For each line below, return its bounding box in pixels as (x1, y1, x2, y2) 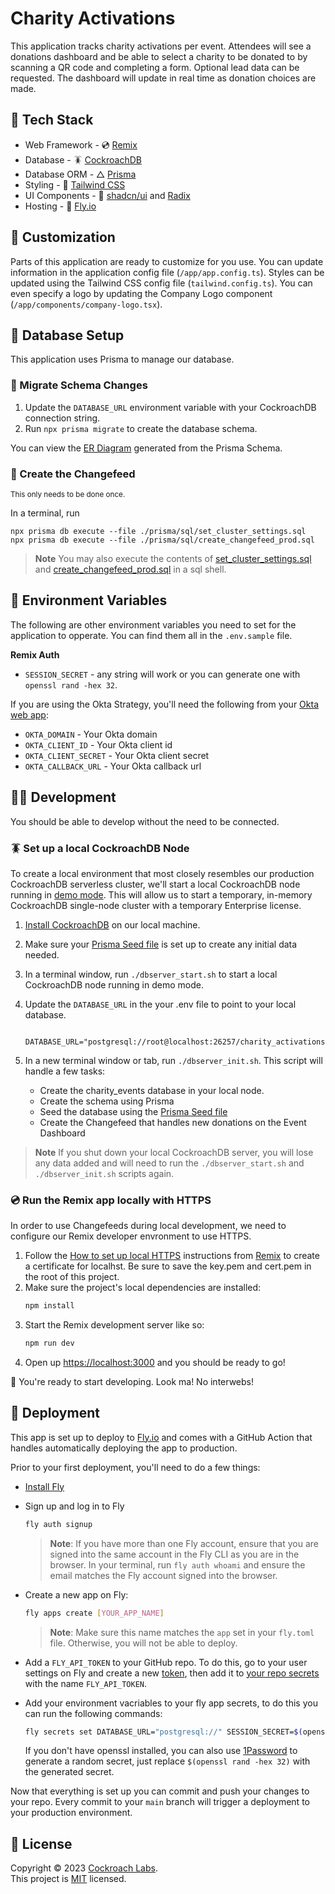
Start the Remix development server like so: (24, 1319, 205, 1331)
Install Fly (24, 1480, 65, 1492)
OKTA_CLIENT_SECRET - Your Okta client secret (24, 749, 210, 761)
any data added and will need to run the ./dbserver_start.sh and (34, 1157, 305, 1169)
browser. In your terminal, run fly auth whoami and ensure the (49, 1558, 306, 1571)
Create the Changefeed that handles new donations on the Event (39, 1116, 307, 1128)
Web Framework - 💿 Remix (24, 138, 138, 151)
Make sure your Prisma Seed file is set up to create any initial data (24, 938, 298, 950)
